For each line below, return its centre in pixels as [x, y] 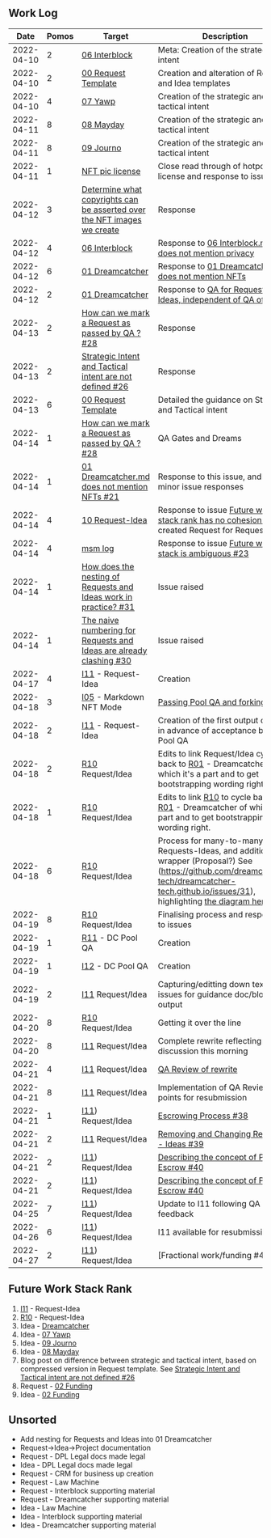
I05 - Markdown [113, 697]
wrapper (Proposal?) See [205, 861]
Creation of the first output [208, 720]
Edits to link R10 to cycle [204, 797]
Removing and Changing [204, 1133]
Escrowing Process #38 [203, 1116]
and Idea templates [194, 83]
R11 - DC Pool [110, 938]
